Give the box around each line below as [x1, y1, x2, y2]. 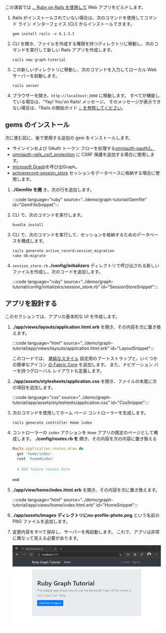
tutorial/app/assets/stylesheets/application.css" [12, 399, 110, 405]
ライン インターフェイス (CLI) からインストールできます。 [18, 21, 135, 27]
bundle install [12, 222, 44, 227]
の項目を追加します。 [12, 384, 56, 390]
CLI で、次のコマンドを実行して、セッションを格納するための [12, 232, 137, 237]
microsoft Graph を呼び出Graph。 [12, 163, 80, 169]
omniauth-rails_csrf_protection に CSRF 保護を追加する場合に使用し [12, 151, 151, 157]
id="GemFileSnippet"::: [12, 201, 59, 207]
